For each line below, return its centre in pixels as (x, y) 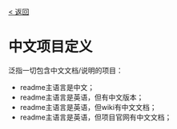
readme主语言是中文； (57, 87)
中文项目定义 (51, 47)
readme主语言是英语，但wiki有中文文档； (88, 107)
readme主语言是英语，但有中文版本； (82, 97)
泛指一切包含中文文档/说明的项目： (66, 70)
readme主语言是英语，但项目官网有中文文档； (96, 117)
